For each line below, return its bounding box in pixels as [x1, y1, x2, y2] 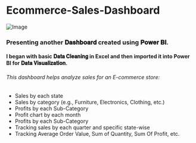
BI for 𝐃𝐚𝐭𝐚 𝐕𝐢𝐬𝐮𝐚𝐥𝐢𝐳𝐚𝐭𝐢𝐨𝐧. [6, 60, 68, 67]
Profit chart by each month [14, 111, 81, 118]
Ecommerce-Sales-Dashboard [6, 4, 160, 17]
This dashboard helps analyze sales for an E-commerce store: [6, 74, 160, 81]
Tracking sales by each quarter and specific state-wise [14, 123, 150, 131]
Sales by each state [14, 92, 64, 99]
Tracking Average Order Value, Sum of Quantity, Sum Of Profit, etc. [14, 130, 180, 137]
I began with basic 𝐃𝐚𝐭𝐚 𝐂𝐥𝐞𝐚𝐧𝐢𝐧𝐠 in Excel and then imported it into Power [6, 53, 190, 60]
